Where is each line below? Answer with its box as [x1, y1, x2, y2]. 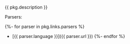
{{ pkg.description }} [5, 4, 48, 10]
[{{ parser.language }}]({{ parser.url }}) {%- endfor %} [12, 33, 125, 39]
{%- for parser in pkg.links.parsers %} [5, 23, 85, 29]
